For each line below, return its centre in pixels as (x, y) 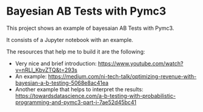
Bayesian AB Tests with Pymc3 (86, 11)
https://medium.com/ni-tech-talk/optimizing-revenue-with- (122, 76)
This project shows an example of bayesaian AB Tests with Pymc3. (90, 28)
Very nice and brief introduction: (56, 63)
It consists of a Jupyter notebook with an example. (70, 40)
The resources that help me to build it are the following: (76, 51)
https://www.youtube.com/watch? (141, 63)
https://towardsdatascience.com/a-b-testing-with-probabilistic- (95, 96)
